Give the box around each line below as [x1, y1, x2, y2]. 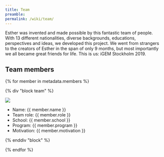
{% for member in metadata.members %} [5, 78, 89, 84]
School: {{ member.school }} [12, 117, 71, 123]
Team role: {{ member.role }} [12, 112, 71, 118]
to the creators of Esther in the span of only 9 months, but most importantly [5, 45, 159, 52]
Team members [5, 65, 54, 74]
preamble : [5, 12, 26, 17]
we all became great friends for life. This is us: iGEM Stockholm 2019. [5, 51, 147, 57]
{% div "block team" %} [5, 88, 54, 94]
